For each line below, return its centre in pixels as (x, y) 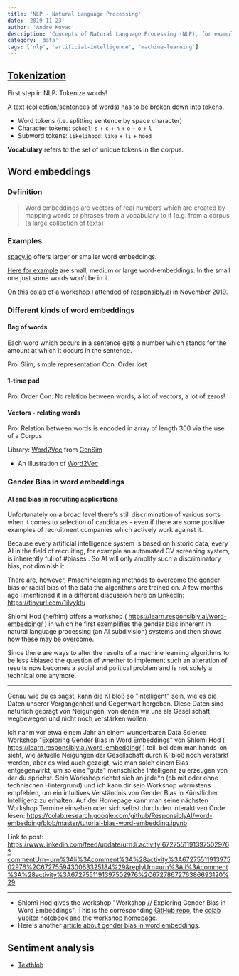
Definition (25, 192)
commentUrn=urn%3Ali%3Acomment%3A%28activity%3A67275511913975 (119, 860)
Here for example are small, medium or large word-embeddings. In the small (119, 270)
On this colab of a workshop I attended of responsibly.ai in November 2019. (118, 292)
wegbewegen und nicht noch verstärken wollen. (78, 718)
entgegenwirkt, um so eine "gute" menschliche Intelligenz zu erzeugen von (117, 770)
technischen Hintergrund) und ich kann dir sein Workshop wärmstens (109, 785)
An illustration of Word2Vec (58, 464)
